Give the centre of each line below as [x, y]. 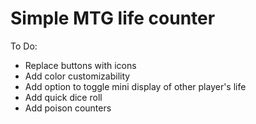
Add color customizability [77, 76]
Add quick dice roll [63, 97]
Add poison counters [68, 108]
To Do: [24, 46]
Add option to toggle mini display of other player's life [135, 86]
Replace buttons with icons [80, 65]
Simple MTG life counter [113, 18]
